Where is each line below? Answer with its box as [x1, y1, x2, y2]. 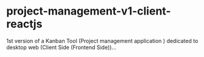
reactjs [6, 17, 43, 31]
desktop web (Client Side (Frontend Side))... [6, 44, 117, 51]
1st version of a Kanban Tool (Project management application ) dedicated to [6, 37, 199, 44]
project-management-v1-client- [6, 4, 172, 18]
